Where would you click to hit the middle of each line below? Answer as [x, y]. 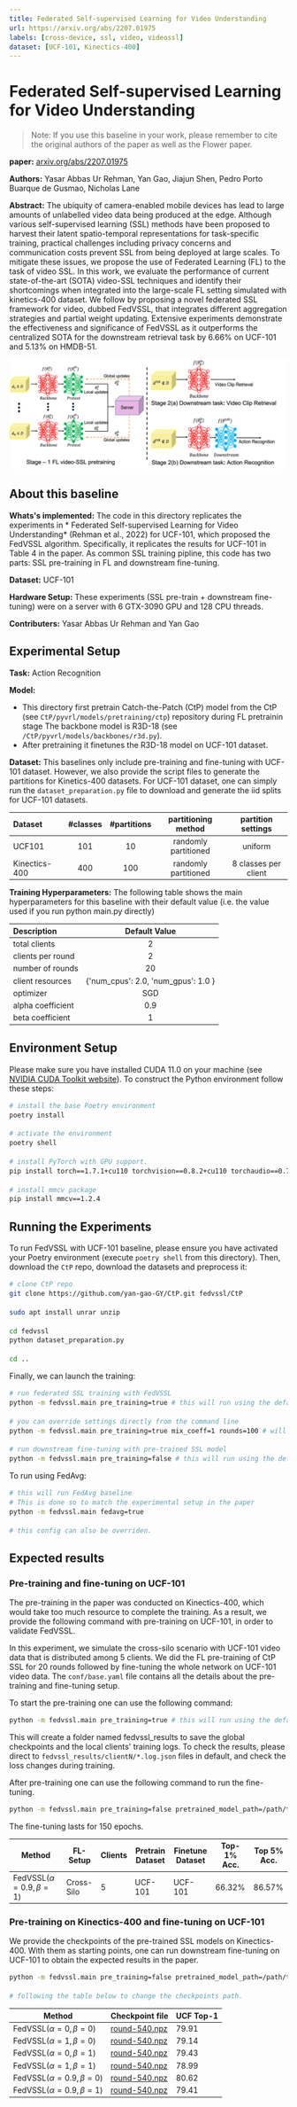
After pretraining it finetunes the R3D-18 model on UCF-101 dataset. [145, 745]
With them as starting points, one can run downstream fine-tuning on [154, 1951]
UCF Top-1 [197, 2016]
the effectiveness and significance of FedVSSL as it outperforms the [133, 328]
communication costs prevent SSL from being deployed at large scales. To [145, 253]
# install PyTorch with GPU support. [79, 1161]
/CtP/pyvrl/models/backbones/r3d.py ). [92, 735]
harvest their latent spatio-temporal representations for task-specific [134, 234]
